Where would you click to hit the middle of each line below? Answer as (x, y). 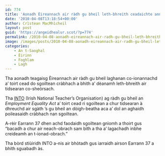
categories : (17, 46)
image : (12, 42)
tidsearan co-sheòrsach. (30, 89)
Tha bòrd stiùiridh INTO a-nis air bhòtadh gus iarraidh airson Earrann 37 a (80, 143)
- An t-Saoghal (29, 51)
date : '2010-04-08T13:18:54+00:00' (41, 19)
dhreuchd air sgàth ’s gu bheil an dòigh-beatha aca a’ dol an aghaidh (74, 109)
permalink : (16, 37)
